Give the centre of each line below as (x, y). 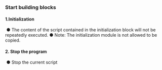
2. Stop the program (26, 51)
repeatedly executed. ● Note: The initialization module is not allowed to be (81, 35)
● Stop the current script (32, 62)
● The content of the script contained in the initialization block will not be (81, 30)
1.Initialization (20, 19)
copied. (13, 40)
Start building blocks (31, 7)
